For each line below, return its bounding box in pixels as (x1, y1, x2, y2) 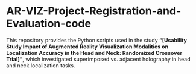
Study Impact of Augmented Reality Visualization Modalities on (6, 43, 169, 50)
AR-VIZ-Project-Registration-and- (6, 4, 182, 18)
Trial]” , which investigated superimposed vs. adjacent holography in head (6, 55, 191, 63)
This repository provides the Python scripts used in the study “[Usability (6, 36, 187, 44)
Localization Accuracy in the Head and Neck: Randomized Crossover (6, 49, 183, 56)
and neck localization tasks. (6, 61, 75, 69)
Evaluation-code (6, 17, 92, 30)
